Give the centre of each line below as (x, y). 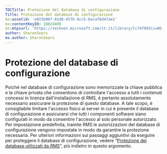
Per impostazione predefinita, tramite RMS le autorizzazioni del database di (83, 124)
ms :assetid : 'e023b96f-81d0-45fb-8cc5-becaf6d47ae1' (61, 19)
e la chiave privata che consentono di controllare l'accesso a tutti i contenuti (84, 92)
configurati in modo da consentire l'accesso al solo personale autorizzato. (81, 119)
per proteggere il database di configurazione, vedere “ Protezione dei (76, 140)
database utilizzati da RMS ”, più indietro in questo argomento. (69, 145)
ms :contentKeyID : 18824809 (33, 24)
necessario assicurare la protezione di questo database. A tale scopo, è (79, 103)
